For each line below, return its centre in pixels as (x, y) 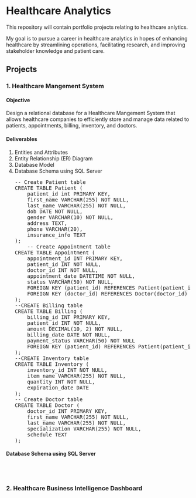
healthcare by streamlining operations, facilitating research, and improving (96, 45)
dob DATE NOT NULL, (55, 211)
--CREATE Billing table (49, 305)
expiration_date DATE (58, 388)
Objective (18, 100)
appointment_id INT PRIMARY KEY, (75, 258)
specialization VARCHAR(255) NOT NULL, (84, 429)
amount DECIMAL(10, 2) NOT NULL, (75, 329)
